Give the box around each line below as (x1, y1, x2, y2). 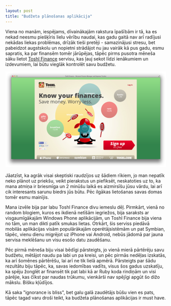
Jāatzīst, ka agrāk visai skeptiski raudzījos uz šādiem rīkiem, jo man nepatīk (5, 172, 165, 179)
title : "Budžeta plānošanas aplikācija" (5, 13, 93, 19)
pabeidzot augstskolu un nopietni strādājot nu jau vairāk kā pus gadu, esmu (5, 45, 164, 51)
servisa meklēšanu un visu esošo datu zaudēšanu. (5, 237, 111, 243)
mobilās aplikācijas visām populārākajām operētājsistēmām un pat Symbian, (5, 226, 165, 232)
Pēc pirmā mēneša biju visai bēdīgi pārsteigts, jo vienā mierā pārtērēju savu (5, 247, 164, 253)
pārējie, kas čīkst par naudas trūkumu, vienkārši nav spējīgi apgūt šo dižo (5, 274, 160, 280)
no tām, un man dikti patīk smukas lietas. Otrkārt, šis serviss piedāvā (5, 220, 150, 227)
